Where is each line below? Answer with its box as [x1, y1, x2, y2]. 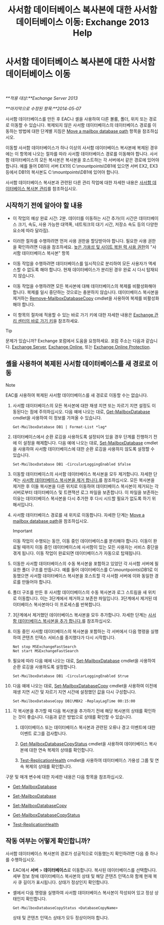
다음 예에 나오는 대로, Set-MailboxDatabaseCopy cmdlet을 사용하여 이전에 [12, 683, 158, 688]
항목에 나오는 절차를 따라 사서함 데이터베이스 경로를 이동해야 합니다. [20, 151, 149, 156]
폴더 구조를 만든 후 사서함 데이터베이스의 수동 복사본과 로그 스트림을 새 [12, 589, 147, 595]
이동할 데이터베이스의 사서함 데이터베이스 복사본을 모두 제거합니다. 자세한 [12, 471, 153, 477]
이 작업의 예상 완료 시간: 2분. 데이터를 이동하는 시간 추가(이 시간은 [12, 215, 138, 221]
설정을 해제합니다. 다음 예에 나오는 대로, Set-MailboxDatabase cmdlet [23, 440, 158, 445]
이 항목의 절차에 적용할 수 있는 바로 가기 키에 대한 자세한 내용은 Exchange [12, 311, 153, 318]
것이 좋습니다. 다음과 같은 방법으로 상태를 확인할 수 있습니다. [18, 714, 133, 720]
